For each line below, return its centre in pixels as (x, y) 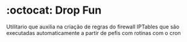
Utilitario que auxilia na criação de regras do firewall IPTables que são (93, 27)
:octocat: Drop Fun (54, 10)
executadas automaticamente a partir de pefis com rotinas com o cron (93, 33)
